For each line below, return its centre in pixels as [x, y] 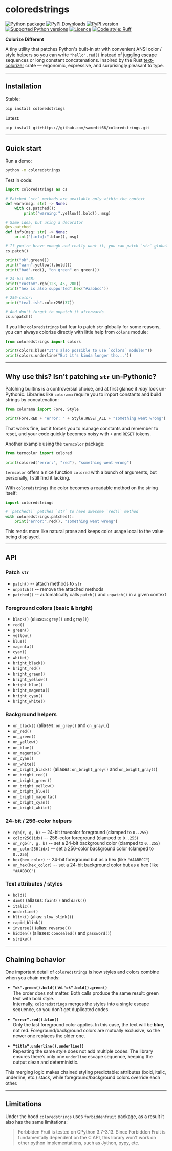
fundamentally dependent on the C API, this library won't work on [87, 1137]
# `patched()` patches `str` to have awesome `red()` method [72, 512]
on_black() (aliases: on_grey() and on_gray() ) [61, 725]
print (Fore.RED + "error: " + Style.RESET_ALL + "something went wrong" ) [86, 418]
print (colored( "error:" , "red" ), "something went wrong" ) [68, 462]
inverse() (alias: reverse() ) [42, 928]
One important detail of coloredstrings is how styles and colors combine [82, 972]
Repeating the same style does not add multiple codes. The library [83, 1051]
